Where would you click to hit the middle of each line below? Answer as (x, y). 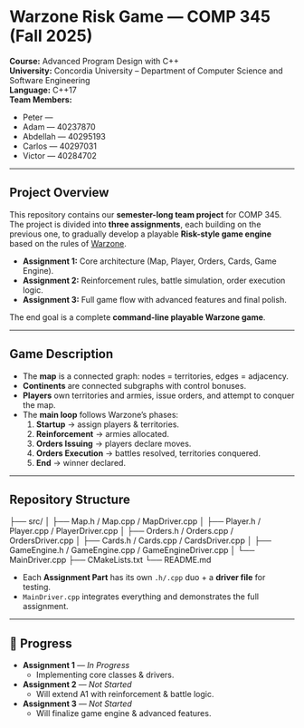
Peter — (38, 117)
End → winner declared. (81, 462)
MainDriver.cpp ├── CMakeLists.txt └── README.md (110, 560)
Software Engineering (50, 80)
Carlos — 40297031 (60, 146)
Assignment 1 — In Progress (76, 665)
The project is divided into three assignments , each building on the (135, 224)
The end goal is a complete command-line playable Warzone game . (138, 317)
